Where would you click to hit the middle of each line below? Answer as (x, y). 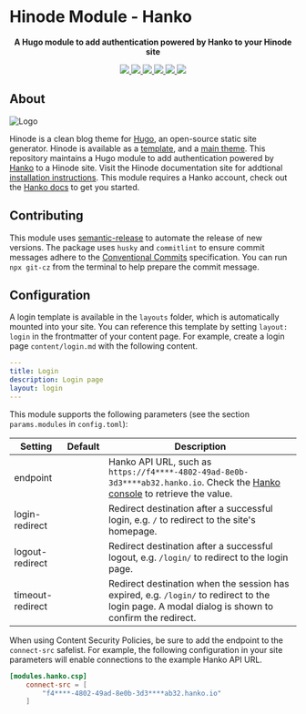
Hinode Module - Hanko (101, 17)
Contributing (46, 216)
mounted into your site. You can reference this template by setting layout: (149, 327)
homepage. (133, 531)
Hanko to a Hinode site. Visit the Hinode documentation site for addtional (146, 168)
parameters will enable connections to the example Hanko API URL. (136, 659)
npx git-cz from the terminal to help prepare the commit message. (134, 267)
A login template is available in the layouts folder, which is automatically (144, 317)
